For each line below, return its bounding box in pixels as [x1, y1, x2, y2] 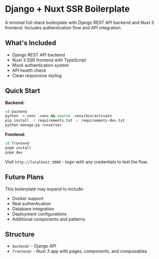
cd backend [5, 109, 27, 114]
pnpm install [5, 145, 32, 150]
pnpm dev [5, 150, 23, 155]
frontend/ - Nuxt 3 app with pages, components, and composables [12, 248, 147, 254]
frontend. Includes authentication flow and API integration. [5, 24, 122, 30]
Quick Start [5, 87, 40, 95]
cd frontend [5, 141, 29, 146]
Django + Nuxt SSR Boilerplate [5, 3, 130, 15]
